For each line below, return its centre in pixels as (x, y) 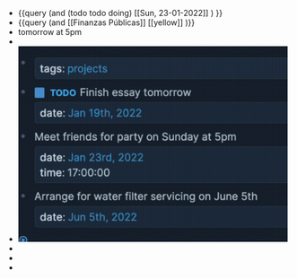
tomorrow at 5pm (50, 32)
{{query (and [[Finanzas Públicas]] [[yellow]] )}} (106, 22)
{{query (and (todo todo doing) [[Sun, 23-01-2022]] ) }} (120, 13)
